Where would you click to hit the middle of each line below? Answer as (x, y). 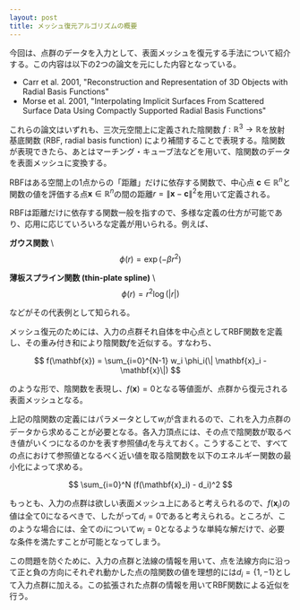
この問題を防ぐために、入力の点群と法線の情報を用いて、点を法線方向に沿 (146, 561)
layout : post (34, 17)
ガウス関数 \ (31, 243)
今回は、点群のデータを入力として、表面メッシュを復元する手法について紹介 (150, 52)
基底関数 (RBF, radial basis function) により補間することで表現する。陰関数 (147, 141)
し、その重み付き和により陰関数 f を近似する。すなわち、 (113, 343)
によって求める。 (56, 466)
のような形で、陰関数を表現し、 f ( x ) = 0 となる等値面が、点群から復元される (149, 388)
